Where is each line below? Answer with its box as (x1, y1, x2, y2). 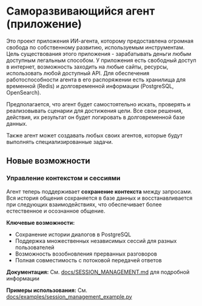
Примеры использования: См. (6, 287, 88, 294)
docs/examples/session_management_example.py (6, 293, 132, 300)
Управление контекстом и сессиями (6, 174, 121, 183)
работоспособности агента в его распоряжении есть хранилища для (6, 76, 186, 83)
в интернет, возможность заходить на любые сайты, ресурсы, (6, 63, 169, 70)
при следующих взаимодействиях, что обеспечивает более (6, 200, 162, 208)
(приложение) (6, 17, 82, 31)
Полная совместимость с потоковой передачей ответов (15, 256, 162, 263)
